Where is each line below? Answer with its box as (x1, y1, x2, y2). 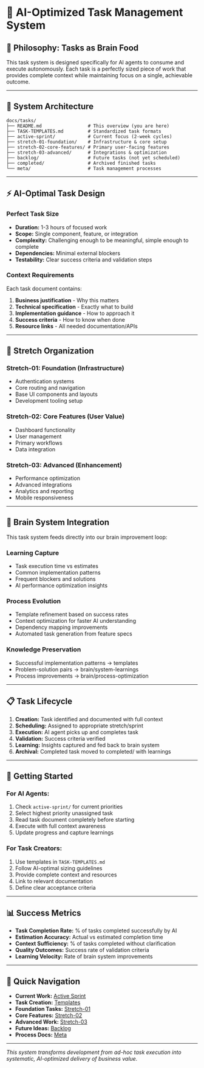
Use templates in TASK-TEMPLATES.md (15, 858, 105, 865)
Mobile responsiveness (15, 494, 73, 501)
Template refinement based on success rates (15, 611, 129, 618)
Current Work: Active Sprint (15, 993, 86, 1000)
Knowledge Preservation (6, 645, 81, 654)
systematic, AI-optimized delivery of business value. (6, 1055, 138, 1063)
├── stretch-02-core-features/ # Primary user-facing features (6, 144, 170, 150)
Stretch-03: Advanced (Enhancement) (6, 460, 123, 469)
